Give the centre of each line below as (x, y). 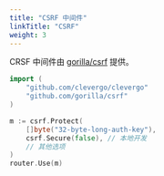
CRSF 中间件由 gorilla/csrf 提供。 (72, 62)
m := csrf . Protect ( (46, 121)
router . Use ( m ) (36, 164)
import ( (26, 79)
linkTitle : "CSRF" (44, 26)
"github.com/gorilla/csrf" (77, 97)
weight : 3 (28, 35)
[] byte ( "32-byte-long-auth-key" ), (91, 129)
